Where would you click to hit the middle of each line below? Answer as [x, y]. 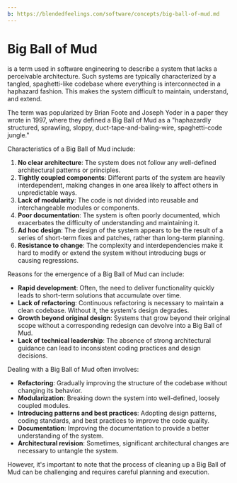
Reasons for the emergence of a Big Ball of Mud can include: [96, 274]
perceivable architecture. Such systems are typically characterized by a [112, 76]
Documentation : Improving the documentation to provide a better [114, 428]
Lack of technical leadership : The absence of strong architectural [114, 340]
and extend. [25, 98]
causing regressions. [48, 260]
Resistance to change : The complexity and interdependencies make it [120, 245]
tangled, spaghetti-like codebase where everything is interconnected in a [114, 84]
